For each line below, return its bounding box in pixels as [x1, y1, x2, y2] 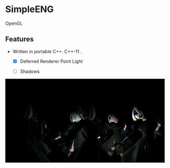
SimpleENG [5, 4, 54, 15]
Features [5, 35, 34, 44]
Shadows [20, 68, 40, 74]
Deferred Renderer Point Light [20, 58, 83, 64]
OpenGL [5, 20, 23, 26]
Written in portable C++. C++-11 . [12, 48, 82, 54]
